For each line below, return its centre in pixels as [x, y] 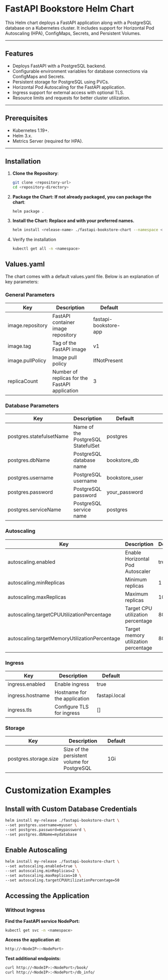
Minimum [136, 579]
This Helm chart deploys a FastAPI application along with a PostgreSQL [78, 23]
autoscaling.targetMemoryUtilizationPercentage [64, 638]
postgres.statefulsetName [38, 437]
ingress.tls [20, 710]
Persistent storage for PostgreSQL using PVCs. [61, 82]
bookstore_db [123, 460]
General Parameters [30, 295]
